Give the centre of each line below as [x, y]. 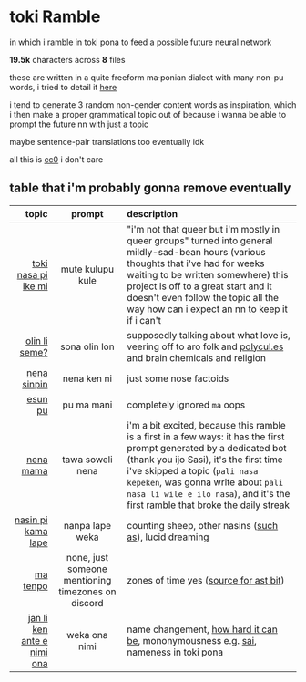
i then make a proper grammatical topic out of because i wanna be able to [148, 114]
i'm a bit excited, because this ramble [207, 425]
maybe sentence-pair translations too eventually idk [107, 141]
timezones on [87, 592]
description [153, 213]
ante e [35, 640]
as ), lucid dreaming [168, 537]
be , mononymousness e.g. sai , [192, 640]
